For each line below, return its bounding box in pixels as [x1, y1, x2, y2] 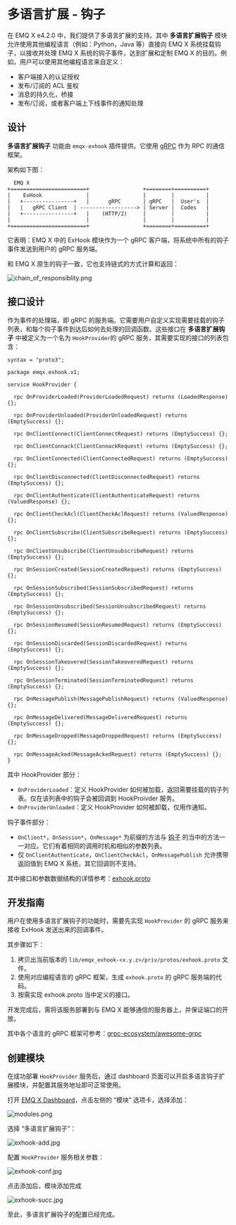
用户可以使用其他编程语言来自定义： [19, 57, 125, 66]
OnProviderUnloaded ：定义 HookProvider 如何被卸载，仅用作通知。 [17, 802, 211, 811]
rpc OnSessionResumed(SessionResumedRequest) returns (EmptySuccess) [13, 621, 222, 628]
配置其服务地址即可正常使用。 [37, 1081, 125, 1089]
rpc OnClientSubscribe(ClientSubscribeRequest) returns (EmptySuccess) [13, 529, 229, 536]
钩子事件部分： [7, 818, 51, 826]
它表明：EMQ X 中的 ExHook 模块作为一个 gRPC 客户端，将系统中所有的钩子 [7, 235, 229, 244]
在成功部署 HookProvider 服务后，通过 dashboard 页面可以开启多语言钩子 [7, 1072, 220, 1081]
